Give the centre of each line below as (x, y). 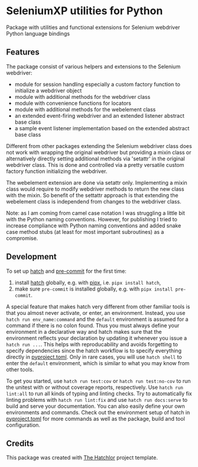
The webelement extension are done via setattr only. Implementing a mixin (97, 182)
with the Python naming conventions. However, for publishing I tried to (92, 219)
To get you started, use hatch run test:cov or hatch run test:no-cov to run (98, 381)
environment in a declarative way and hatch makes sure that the (84, 331)
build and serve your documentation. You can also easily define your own (95, 406)
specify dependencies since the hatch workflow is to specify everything (94, 350)
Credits (20, 443)
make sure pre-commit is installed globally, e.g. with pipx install (94, 289)
